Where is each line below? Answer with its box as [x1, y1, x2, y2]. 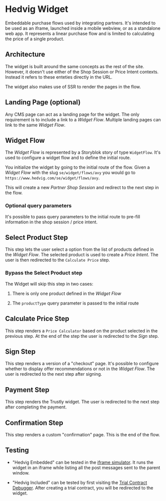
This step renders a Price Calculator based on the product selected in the [5, 327, 158, 334]
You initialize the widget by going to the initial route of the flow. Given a [5, 164, 150, 170]
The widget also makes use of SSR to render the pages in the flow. [5, 84, 141, 90]
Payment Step [5, 386, 50, 394]
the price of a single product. [5, 36, 64, 42]
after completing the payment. [5, 404, 67, 410]
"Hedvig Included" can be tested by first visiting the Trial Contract [12, 479, 147, 486]
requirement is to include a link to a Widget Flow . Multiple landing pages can [5, 116, 161, 122]
